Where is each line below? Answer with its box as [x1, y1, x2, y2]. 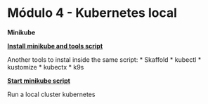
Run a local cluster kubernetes [7, 90, 96, 98]
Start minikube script [7, 76, 70, 85]
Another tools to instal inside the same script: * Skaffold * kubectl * [7, 55, 202, 64]
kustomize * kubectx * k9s [7, 63, 84, 71]
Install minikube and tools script [7, 41, 103, 50]
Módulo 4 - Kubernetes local [7, 5, 178, 21]
